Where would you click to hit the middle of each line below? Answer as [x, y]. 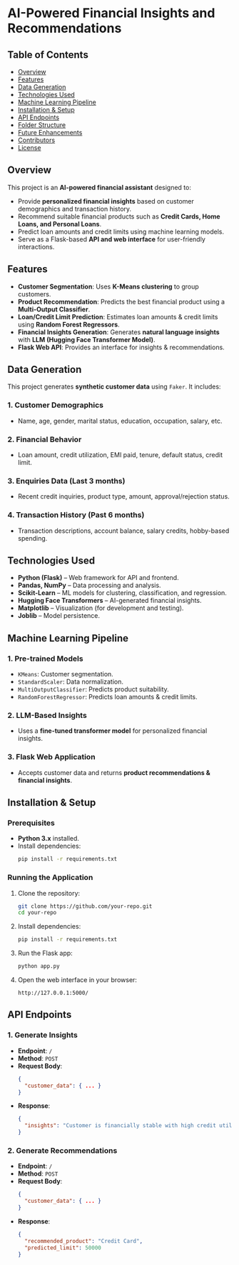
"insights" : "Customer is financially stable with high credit [120, 1126]
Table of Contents [48, 55]
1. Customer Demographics [55, 405]
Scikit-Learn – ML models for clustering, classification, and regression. [122, 593]
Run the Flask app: [45, 953]
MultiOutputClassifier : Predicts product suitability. [93, 689]
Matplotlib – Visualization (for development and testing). [101, 608]
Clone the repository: [49, 893]
